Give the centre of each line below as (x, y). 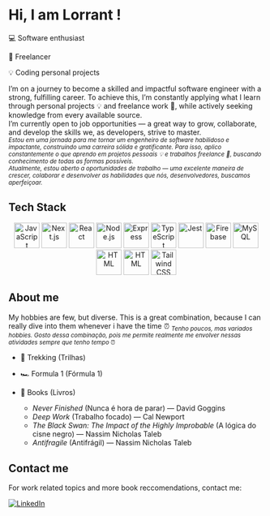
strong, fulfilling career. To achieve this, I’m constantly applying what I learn (135, 97)
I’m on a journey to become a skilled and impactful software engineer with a (135, 88)
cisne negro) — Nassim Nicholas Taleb (97, 434)
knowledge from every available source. (75, 114)
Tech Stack (37, 207)
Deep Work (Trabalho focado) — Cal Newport (108, 417)
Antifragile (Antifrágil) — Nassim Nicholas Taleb (112, 443)
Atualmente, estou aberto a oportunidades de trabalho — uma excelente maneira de (126, 168)
